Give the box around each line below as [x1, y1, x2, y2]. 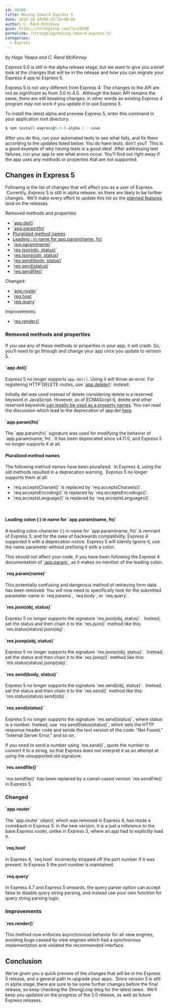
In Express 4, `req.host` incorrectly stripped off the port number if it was [5, 856, 155, 862]
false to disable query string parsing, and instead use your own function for [5, 890, 162, 896]
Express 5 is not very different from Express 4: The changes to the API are [5, 84, 160, 91]
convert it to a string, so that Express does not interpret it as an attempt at [5, 747, 159, 754]
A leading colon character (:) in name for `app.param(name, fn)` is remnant [5, 528, 160, 534]
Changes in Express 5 [5, 171, 75, 180]
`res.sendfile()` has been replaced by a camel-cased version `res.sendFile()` [5, 775, 163, 781]
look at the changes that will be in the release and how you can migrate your [5, 69, 164, 75]
